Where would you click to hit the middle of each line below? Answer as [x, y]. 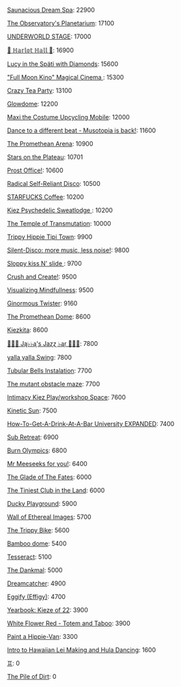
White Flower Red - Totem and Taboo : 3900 [69, 623]
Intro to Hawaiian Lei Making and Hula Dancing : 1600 [81, 650]
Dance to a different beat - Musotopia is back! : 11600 [82, 130]
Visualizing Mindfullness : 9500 [51, 290]
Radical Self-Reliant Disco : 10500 [54, 184]
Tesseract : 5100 [30, 557]
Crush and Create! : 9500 [42, 277]
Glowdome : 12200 [32, 104]
